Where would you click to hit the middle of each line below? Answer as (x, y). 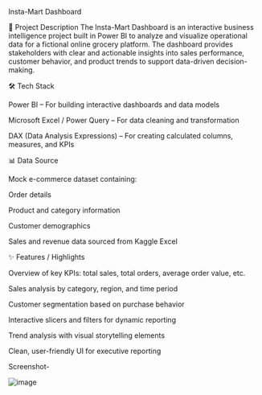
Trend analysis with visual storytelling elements (87, 335)
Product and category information (64, 210)
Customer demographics (49, 226)
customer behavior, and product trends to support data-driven (111, 61)
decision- (231, 61)
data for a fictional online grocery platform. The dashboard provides (121, 44)
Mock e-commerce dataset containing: (73, 179)
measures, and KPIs (41, 144)
